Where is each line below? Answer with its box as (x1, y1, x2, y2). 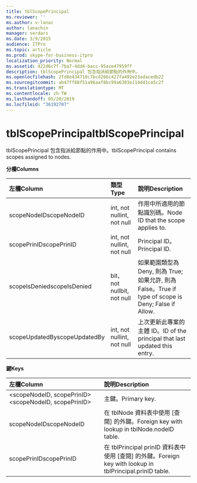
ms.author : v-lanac (6, 19, 54, 25)
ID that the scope (137, 216, 185, 224)
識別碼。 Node (143, 209, 183, 217)
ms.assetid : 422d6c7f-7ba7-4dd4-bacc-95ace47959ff (6, 63, 133, 69)
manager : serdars (6, 31, 49, 36)
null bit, (110, 287, 129, 295)
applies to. (137, 224, 167, 232)
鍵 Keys (6, 365, 24, 372)
